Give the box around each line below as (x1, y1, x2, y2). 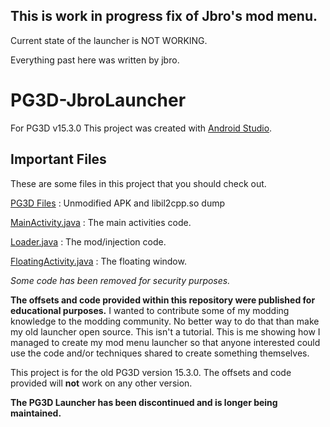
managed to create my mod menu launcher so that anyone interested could (10, 336, 321, 348)
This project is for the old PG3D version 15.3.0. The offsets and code (10, 366, 292, 378)
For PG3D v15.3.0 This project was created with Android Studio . (10, 122, 273, 134)
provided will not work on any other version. (10, 377, 193, 389)
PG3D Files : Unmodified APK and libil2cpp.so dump (10, 197, 225, 209)
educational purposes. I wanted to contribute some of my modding (10, 304, 290, 316)
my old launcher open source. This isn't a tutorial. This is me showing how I (10, 325, 321, 338)
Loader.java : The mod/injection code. (10, 235, 167, 248)
